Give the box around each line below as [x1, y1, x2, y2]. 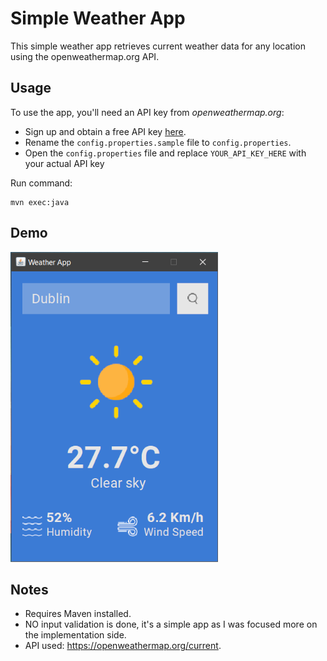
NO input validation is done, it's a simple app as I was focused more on [24, 618, 318, 631]
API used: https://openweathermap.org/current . [24, 640, 222, 652]
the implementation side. [24, 629, 127, 641]
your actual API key [24, 157, 105, 169]
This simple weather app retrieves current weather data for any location [10, 40, 306, 52]
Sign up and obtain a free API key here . [24, 125, 187, 137]
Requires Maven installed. [24, 608, 132, 620]
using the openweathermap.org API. [10, 50, 160, 62]
